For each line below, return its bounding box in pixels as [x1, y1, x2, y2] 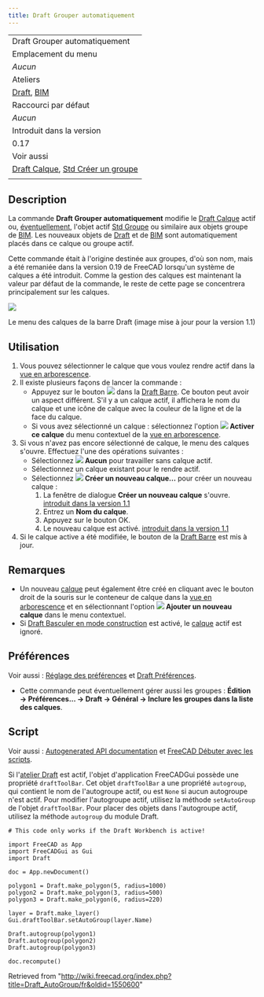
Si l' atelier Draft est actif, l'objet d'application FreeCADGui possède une [8, 770, 240, 779]
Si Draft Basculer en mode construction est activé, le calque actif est [19, 619, 242, 628]
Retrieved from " [8, 971, 61, 980]
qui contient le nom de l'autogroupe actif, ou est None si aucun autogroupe [8, 786, 248, 796]
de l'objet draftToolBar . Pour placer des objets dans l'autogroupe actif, [8, 803, 238, 812]
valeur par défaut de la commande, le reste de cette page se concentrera [8, 279, 245, 289]
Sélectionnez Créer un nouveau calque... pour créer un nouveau [31, 473, 252, 484]
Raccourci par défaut [12, 99, 90, 110]
